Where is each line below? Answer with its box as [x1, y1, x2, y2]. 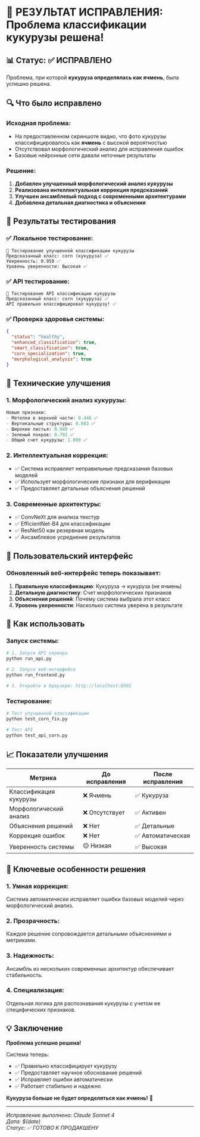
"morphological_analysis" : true [11, 356, 92, 362]
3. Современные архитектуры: [6, 500, 101, 508]
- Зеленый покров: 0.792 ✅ [6, 431, 74, 437]
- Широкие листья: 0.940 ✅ [6, 426, 74, 432]
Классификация [9, 788, 55, 796]
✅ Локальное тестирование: [6, 234, 93, 243]
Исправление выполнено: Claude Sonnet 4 [6, 1111, 115, 1119]
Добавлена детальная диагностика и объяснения [14, 199, 146, 206]
